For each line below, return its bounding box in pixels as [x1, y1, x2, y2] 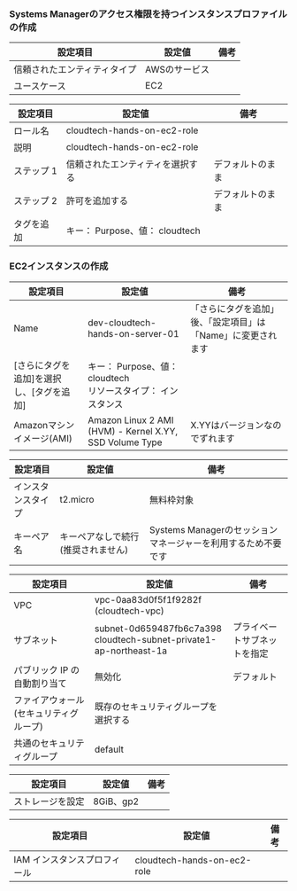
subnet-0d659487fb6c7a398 [94, 622, 223, 635]
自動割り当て [13, 676, 68, 689]
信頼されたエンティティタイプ [13, 64, 137, 76]
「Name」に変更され [189, 329, 278, 341]
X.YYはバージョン [189, 418, 264, 431]
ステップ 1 [13, 165, 57, 177]
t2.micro [59, 493, 95, 505]
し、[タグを [13, 386, 62, 398]
